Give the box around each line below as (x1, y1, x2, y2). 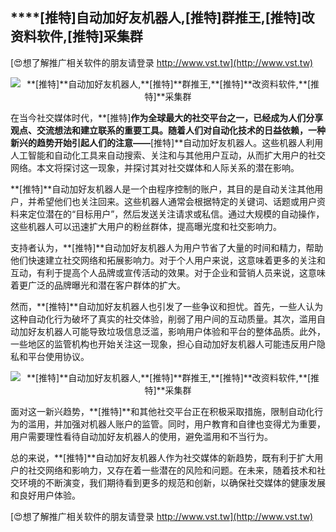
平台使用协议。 (27, 350, 90, 362)
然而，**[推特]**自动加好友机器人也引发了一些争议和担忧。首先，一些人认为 (10, 300, 324, 312)
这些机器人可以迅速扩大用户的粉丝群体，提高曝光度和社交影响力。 (10, 220, 282, 232)
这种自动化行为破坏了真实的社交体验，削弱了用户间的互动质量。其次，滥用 (10, 313, 317, 325)
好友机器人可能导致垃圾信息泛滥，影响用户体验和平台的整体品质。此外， (27, 325, 326, 337)
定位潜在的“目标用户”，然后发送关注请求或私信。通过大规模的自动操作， (27, 208, 325, 220)
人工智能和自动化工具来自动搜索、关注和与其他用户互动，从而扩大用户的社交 (10, 149, 326, 161)
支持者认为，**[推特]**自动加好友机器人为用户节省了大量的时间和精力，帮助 (10, 241, 324, 253)
